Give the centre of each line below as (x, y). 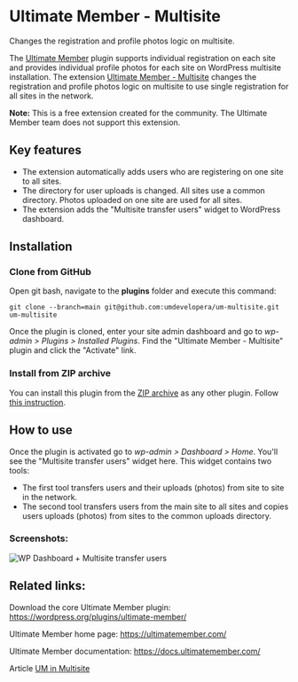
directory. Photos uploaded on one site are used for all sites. (132, 200)
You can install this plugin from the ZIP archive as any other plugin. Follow (144, 393)
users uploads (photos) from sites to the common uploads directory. (147, 515)
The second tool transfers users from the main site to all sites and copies (155, 506)
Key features (45, 150)
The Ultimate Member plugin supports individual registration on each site (143, 58)
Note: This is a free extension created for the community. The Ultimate (138, 113)
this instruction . (38, 402)
